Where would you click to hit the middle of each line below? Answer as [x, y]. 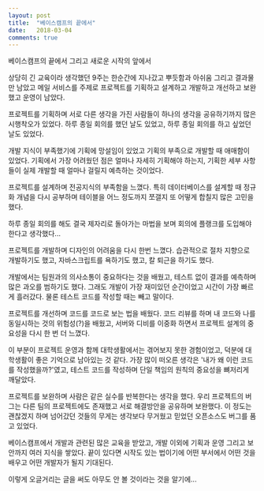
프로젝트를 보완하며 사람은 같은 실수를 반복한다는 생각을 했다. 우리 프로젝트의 [126, 396]
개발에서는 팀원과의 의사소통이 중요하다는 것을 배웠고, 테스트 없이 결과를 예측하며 [132, 277]
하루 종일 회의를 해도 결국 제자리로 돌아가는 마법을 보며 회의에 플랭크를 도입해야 [130, 224]
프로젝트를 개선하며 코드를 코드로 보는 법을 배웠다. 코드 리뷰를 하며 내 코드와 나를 [132, 313]
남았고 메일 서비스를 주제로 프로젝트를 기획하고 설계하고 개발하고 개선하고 [129, 88]
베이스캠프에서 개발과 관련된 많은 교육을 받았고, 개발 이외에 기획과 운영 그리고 [127, 443]
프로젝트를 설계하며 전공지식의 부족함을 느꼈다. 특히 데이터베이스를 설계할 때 [125, 187]
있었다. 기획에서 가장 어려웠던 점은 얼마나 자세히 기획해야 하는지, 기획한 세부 [125, 161]
